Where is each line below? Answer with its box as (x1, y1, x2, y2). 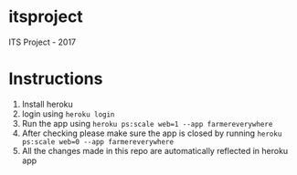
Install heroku (21, 98, 74, 109)
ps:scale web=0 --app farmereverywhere (21, 137, 175, 147)
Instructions (8, 68, 103, 89)
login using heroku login (21, 108, 115, 119)
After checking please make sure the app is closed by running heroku (21, 128, 282, 139)
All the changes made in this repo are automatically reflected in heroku (21, 145, 289, 156)
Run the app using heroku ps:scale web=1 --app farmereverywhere (21, 118, 273, 129)
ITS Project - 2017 (8, 36, 77, 47)
